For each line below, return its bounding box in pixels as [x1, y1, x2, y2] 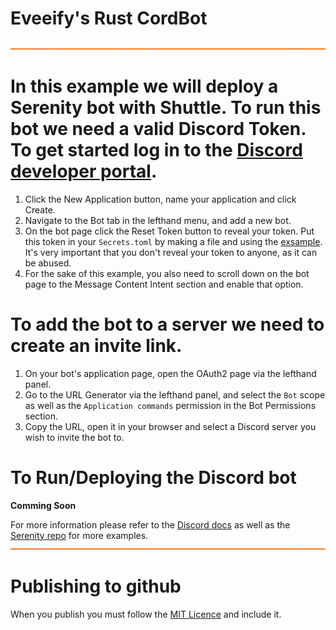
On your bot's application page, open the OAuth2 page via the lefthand [24, 367, 317, 379]
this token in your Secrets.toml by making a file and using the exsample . [24, 235, 323, 247]
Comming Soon [10, 499, 77, 511]
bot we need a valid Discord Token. [10, 118, 307, 141]
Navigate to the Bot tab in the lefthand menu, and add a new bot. [24, 214, 292, 226]
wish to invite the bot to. [24, 431, 125, 443]
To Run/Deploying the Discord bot [10, 467, 297, 489]
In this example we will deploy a [10, 75, 279, 98]
